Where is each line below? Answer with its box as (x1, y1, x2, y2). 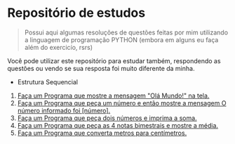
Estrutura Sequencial (17, 77, 79, 86)
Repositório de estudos (7, 5, 146, 21)
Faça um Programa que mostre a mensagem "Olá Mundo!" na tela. (17, 91, 210, 100)
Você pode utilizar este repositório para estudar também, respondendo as (7, 56, 221, 65)
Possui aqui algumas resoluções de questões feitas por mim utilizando (24, 28, 229, 37)
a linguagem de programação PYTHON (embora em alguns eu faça (24, 35, 219, 44)
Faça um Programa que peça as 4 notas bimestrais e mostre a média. (17, 121, 219, 129)
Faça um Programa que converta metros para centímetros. (17, 129, 187, 137)
